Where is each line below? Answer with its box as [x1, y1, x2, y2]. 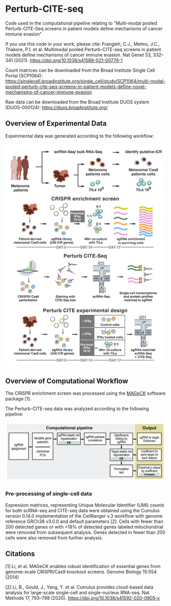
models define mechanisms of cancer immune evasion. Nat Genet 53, [5, 52, 152, 58]
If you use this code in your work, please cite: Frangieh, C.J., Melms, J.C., [5, 41, 160, 47]
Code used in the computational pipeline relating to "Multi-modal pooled [5, 20, 157, 26]
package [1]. [5, 395, 32, 401]
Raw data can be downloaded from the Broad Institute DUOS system [5, 98, 150, 105]
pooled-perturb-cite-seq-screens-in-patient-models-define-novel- [5, 83, 146, 90]
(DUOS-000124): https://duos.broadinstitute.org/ [5, 104, 108, 110]
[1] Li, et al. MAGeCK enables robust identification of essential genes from [5, 563, 161, 569]
